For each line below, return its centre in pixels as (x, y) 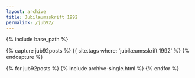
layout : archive (26, 12)
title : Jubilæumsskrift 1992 (42, 17)
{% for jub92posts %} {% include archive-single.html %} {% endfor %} (92, 69)
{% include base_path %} (37, 40)
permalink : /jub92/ (30, 22)
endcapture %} (25, 57)
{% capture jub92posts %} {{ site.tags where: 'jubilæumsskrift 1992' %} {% (98, 51)
